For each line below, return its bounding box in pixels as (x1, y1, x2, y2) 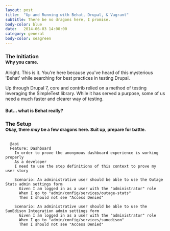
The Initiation (5, 53, 39, 60)
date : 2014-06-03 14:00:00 (5, 27, 67, 32)
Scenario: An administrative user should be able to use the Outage (14, 177, 163, 182)
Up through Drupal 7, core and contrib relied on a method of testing (5, 85, 147, 91)
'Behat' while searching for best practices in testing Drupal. (5, 75, 130, 81)
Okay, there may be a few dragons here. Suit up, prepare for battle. (5, 126, 147, 132)
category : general (5, 31, 44, 36)
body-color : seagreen (5, 36, 52, 41)
